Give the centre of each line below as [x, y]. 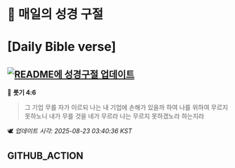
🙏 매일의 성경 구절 [55, 14]
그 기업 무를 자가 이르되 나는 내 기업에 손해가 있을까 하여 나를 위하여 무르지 [126, 107]
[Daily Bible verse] [62, 47]
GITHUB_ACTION [46, 156]
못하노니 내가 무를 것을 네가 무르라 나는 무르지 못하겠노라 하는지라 [114, 116]
